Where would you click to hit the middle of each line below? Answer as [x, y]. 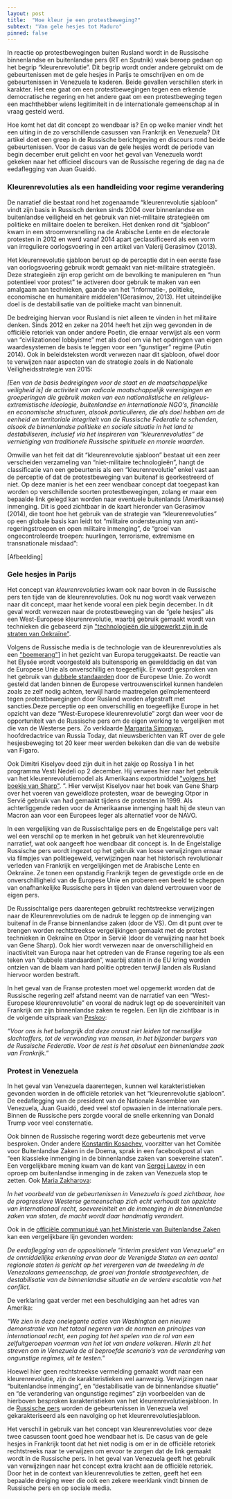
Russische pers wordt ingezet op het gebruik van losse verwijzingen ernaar [115, 850]
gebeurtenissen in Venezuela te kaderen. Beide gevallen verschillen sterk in [115, 82]
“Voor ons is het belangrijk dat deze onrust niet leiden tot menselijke [105, 1031]
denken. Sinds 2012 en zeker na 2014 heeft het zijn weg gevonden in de [110, 325]
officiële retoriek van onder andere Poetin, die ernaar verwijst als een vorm [114, 332]
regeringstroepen [32, 528]
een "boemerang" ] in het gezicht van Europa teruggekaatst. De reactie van [114, 654]
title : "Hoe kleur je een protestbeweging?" [74, 20]
